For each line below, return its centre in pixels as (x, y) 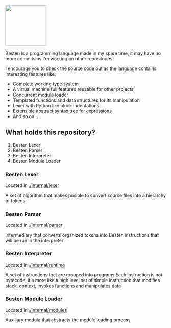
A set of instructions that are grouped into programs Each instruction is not (84, 275)
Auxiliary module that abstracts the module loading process (68, 320)
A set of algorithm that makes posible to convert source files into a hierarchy (86, 195)
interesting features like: (31, 74)
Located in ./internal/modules (36, 310)
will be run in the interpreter (34, 241)
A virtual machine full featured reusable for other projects (73, 89)
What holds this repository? (51, 133)
